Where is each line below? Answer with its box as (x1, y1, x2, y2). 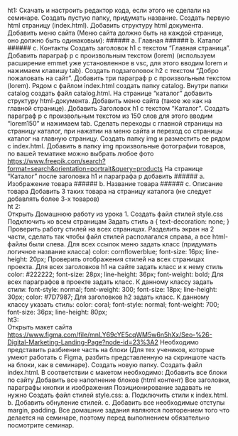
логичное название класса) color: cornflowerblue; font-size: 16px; (7, 248, 205, 256)
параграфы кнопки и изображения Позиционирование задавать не (7, 383, 212, 391)
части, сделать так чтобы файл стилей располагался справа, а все (7, 232, 211, 241)
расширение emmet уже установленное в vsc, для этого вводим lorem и (7, 59, 228, 67)
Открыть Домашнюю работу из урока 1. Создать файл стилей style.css (7, 209, 224, 218)
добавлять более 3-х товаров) (7, 195, 99, 203)
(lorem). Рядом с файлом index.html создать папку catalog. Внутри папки (7, 82, 229, 89)
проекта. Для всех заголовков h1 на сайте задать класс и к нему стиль (7, 263, 224, 271)
